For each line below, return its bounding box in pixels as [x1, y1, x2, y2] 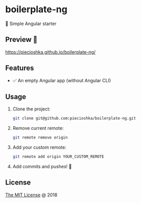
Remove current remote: [12, 125, 64, 131]
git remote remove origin [12, 135, 68, 140]
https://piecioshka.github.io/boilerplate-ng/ [5, 49, 96, 55]
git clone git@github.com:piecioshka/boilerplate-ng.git [12, 116, 136, 121]
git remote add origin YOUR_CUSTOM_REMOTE [12, 154, 104, 160]
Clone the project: [12, 106, 51, 112]
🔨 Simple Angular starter [5, 20, 57, 27]
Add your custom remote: [12, 144, 67, 150]
